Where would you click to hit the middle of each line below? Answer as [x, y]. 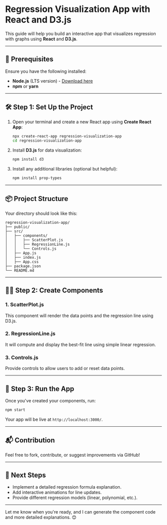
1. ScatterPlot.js [25, 305]
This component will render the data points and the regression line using [79, 316]
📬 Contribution [30, 440]
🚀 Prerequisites [29, 59]
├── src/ [14, 231]
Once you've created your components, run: [50, 400]
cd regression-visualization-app [47, 141]
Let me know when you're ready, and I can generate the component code [80, 512]
